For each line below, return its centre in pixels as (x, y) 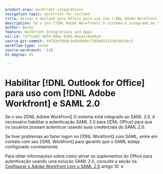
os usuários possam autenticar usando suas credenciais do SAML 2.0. (75, 127)
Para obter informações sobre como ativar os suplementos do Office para (79, 156)
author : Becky (19, 28)
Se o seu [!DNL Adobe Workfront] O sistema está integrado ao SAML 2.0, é (80, 117)
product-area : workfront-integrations (44, 9)
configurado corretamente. (32, 147)
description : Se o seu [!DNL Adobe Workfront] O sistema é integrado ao (80, 23)
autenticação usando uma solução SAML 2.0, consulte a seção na (71, 161)
